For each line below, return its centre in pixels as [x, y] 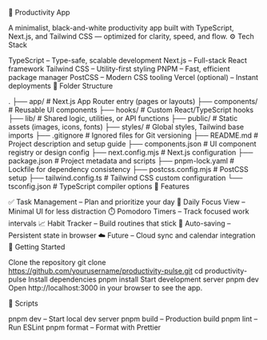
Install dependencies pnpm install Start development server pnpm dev [143, 279]
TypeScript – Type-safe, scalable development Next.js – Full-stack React [128, 60]
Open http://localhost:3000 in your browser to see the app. [106, 288]
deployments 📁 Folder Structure [61, 86]
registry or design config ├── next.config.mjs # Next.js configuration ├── [131, 152]
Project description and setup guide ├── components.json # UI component [133, 144]
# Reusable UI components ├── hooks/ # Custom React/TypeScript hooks [131, 110]
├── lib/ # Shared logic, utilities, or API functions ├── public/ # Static [123, 118]
